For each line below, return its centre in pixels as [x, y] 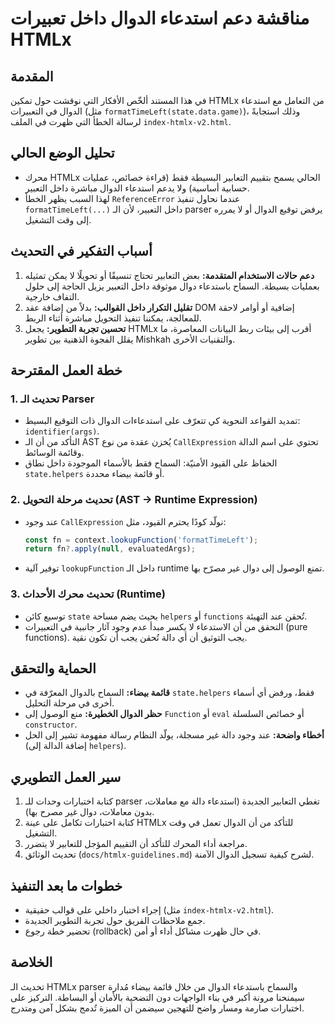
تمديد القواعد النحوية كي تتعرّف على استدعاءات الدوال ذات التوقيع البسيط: [162, 421]
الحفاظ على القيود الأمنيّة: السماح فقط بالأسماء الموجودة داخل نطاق [151, 463]
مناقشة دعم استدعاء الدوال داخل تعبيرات [160, 18]
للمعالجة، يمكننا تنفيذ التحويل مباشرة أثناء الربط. [113, 318]
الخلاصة [31, 962]
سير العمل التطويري [66, 777]
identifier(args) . [62, 431]
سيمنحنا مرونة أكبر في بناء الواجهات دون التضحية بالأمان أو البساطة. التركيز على [157, 997]
